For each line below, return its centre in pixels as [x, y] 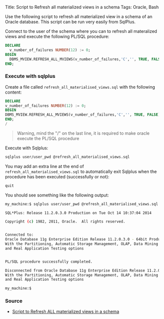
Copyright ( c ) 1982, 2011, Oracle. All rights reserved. [65, 222]
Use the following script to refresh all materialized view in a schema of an [79, 16]
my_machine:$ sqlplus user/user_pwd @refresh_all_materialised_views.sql [82, 204]
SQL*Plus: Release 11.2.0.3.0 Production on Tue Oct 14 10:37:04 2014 [78, 213]
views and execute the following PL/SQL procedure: [57, 37]
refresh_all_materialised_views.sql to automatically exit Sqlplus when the [81, 172]
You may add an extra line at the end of [45, 166]
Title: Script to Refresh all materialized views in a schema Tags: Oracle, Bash [82, 7]
